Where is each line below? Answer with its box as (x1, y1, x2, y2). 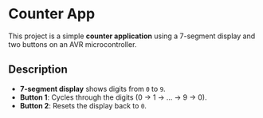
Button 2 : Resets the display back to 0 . (19, 100, 147, 110)
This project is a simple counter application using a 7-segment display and (8, 31, 256, 41)
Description (8, 63, 68, 77)
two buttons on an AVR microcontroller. (8, 39, 137, 49)
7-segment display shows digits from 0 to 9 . (19, 84, 166, 93)
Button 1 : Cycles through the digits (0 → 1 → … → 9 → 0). (19, 92, 207, 102)
